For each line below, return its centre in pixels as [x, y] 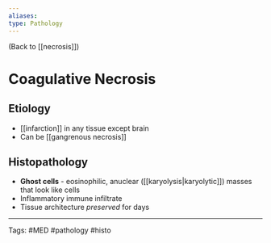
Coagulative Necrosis [82, 79]
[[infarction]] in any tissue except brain [84, 128]
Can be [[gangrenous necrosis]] [73, 136]
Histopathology [48, 162]
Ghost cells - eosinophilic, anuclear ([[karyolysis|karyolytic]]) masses [136, 182]
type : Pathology [35, 23]
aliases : [23, 16]
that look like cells [50, 190]
